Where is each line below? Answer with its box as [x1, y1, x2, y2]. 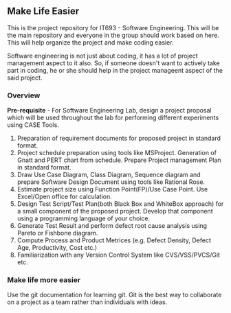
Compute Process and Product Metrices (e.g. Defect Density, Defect [16, 236, 211, 244]
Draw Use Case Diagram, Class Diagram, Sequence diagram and [16, 171, 201, 179]
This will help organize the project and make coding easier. [7, 38, 174, 47]
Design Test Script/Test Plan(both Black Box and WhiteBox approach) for [16, 200, 224, 208]
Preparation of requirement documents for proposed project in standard [16, 134, 221, 143]
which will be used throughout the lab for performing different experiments [7, 113, 219, 122]
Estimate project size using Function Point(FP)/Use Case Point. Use [16, 185, 208, 194]
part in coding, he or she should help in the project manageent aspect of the [7, 66, 223, 74]
